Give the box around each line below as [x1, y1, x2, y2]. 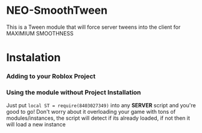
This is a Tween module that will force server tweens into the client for [6, 23, 181, 31]
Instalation [6, 51, 61, 65]
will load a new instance [6, 121, 66, 128]
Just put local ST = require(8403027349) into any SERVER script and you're [6, 102, 196, 109]
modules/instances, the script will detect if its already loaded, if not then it [6, 114, 191, 122]
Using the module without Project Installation [6, 88, 142, 96]
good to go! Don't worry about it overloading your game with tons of [6, 108, 176, 116]
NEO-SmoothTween [6, 4, 108, 17]
